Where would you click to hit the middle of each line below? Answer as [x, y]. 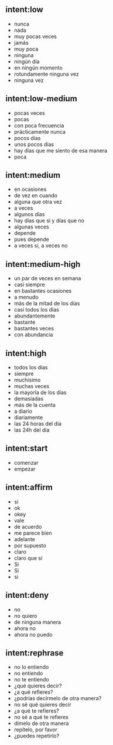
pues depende [31, 239]
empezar [25, 469]
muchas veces [32, 386]
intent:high [26, 353]
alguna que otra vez [38, 202]
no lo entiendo [31, 667]
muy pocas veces [35, 36]
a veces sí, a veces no [41, 246]
